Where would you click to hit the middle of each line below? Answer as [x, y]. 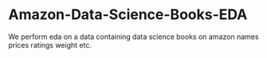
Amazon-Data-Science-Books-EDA [128, 15]
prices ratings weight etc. [50, 44]
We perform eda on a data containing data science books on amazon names [133, 37]
